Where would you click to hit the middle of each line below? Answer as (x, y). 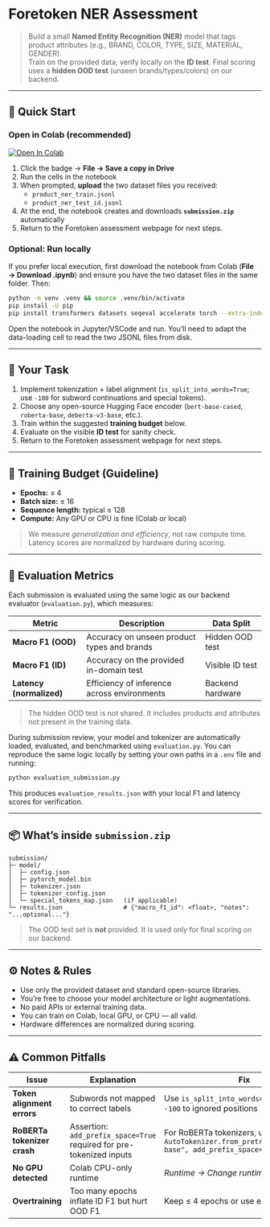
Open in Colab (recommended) (70, 135)
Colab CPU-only (101, 1168)
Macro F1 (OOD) (44, 642)
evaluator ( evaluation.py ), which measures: (81, 603)
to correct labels (100, 1109)
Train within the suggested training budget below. (103, 423)
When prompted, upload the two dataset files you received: (119, 185)
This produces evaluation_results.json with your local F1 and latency (125, 793)
